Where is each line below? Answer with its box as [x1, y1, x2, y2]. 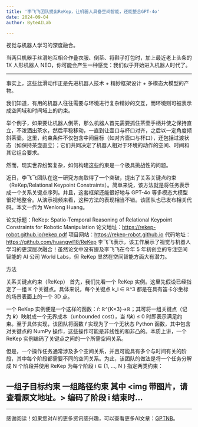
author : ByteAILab [6, 19, 51, 25]
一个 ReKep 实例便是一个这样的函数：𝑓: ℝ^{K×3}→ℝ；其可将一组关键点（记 [6, 305, 187, 313]
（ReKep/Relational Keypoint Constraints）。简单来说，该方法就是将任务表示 [6, 181, 190, 189]
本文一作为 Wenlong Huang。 [16, 204, 88, 211]
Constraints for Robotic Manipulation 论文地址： [6, 224, 123, 231]
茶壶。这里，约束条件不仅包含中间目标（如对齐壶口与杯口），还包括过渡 [11, 134, 184, 142]
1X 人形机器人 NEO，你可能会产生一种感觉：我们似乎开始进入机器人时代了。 [6, 61, 191, 69]
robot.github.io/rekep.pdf [6, 231, 68, 238]
